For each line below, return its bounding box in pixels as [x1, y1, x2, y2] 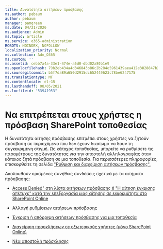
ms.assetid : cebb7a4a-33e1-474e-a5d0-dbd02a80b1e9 [5, 61, 110, 66]
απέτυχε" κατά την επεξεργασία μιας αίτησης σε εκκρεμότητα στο [12, 190, 147, 197]
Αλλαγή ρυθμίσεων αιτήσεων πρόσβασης [12, 205, 98, 211]
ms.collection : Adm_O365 [5, 52, 55, 57]
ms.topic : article [5, 34, 42, 39]
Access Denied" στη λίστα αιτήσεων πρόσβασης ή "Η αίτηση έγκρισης [12, 185, 155, 191]
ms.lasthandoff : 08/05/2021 [5, 83, 62, 89]
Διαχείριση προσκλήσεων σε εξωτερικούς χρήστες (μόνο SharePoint [12, 224, 151, 230]
